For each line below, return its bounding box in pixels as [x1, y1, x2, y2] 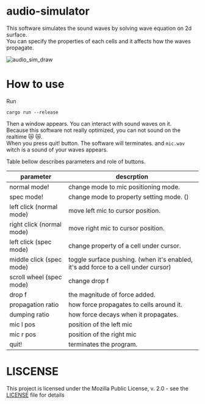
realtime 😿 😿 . [6, 133, 43, 140]
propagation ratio [9, 300, 59, 309]
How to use [6, 78, 65, 91]
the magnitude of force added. [68, 290, 156, 299]
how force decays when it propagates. [68, 310, 179, 318]
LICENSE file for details [6, 391, 65, 398]
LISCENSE [6, 365, 59, 378]
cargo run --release [6, 109, 59, 116]
